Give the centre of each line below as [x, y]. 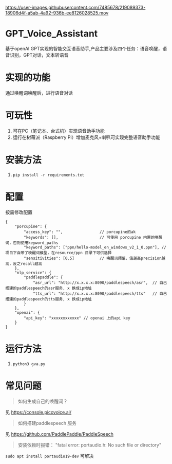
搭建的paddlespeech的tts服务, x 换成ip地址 [49, 299]
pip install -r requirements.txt [49, 175]
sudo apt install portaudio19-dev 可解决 [50, 456]
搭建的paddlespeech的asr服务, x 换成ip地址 [49, 288]
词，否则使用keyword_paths [32, 243]
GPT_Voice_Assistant [52, 34]
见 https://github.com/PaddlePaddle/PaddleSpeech [60, 434]
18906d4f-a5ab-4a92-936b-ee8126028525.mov [57, 13]
